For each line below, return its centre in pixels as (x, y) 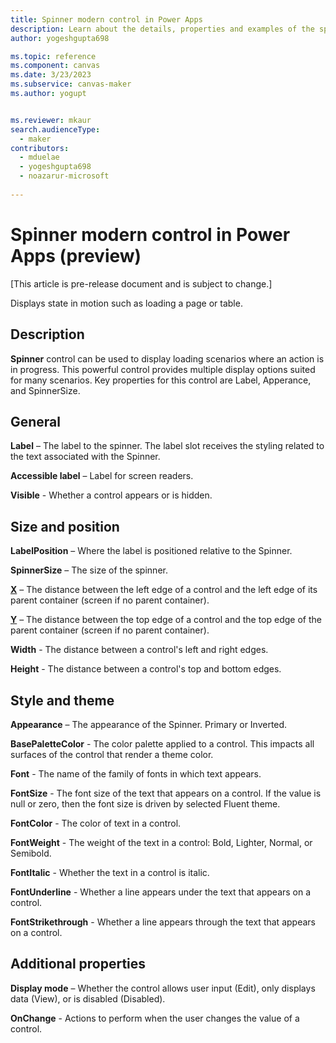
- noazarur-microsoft (64, 176)
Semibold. (31, 853)
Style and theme (62, 700)
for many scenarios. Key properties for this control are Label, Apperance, (161, 380)
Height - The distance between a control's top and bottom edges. (146, 669)
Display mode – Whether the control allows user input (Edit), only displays (163, 988)
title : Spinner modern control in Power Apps (106, 19)
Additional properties (78, 964)
